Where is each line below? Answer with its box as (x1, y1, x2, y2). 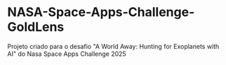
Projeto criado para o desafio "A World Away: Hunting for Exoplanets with (7, 42, 220, 50)
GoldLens (7, 19, 65, 35)
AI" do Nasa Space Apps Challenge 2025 (7, 50, 126, 58)
